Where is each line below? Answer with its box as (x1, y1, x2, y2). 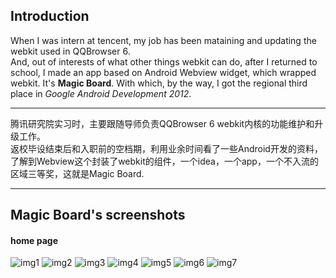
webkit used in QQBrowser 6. (10, 45, 131, 57)
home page (10, 234, 59, 246)
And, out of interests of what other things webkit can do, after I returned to (10, 55, 318, 68)
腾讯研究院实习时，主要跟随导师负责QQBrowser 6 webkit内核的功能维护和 (10, 117, 315, 129)
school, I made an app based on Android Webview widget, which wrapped (10, 66, 317, 78)
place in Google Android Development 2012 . (10, 87, 192, 99)
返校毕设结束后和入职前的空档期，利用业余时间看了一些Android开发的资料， (10, 142, 323, 154)
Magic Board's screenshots (10, 207, 186, 224)
